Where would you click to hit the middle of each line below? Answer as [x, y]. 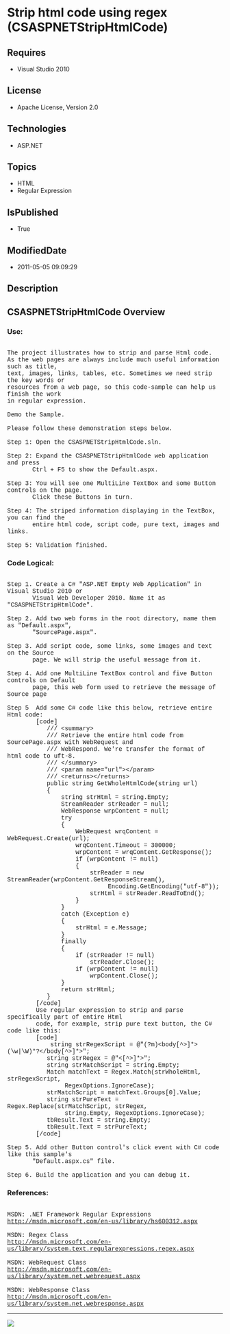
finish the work [34, 394]
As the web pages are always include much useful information [113, 360]
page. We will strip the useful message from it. [117, 660]
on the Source [31, 653]
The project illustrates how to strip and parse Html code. [110, 353]
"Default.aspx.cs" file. [74, 1162]
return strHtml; [88, 990]
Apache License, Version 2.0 [57, 107]
